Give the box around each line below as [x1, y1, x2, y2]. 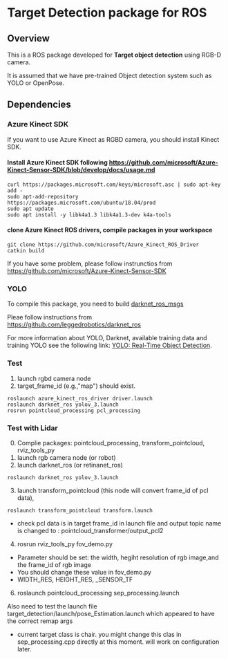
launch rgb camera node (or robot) [17, 453, 116, 461]
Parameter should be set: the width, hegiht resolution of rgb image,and [17, 553, 219, 561]
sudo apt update [7, 205, 54, 212]
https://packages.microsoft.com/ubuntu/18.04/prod [7, 199, 156, 206]
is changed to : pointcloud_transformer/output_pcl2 [17, 526, 164, 535]
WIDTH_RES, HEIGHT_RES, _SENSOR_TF [17, 575, 133, 584]
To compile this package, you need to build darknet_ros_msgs [7, 299, 184, 308]
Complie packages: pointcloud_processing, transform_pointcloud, [17, 438, 205, 447]
